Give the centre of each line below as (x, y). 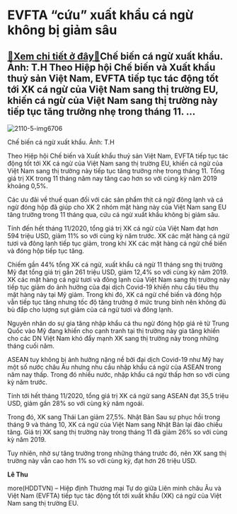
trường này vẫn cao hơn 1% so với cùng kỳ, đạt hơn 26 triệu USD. (102, 461)
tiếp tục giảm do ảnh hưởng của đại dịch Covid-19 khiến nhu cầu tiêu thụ (113, 287)
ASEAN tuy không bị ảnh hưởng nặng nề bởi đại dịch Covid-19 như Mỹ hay (116, 360)
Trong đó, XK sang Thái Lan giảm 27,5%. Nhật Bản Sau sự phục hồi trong (114, 417)
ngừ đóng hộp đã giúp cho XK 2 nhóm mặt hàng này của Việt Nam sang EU (117, 207)
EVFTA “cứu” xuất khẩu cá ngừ (100, 15)
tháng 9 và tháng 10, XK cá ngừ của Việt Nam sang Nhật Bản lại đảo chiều (115, 425)
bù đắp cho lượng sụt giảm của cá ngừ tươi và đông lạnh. (90, 310)
